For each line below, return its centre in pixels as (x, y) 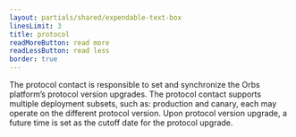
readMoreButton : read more (59, 43)
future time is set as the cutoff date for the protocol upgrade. (121, 123)
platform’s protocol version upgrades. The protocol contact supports (135, 94)
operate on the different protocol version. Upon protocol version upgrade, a (148, 113)
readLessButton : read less (59, 51)
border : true (34, 59)
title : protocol (39, 34)
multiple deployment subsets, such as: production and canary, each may (143, 103)
